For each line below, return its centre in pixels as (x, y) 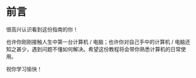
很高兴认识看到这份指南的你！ (42, 29)
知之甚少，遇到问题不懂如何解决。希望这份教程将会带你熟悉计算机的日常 (93, 49)
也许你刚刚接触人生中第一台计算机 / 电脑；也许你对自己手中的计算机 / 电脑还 (98, 42)
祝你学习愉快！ (24, 69)
